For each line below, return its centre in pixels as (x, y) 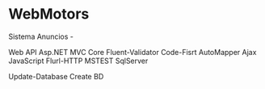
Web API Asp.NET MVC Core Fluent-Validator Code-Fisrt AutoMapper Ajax (132, 52)
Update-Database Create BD (56, 76)
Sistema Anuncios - (41, 36)
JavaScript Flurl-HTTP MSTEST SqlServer (78, 61)
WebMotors (49, 14)
